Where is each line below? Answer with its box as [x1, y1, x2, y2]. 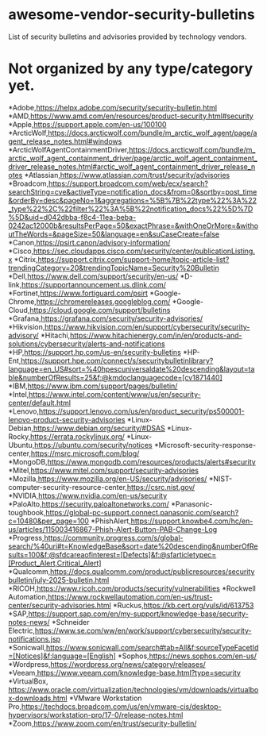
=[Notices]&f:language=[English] [8, 651, 117, 661]
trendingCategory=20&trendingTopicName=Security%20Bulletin [8, 263, 220, 272]
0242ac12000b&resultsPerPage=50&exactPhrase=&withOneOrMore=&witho [8, 221, 259, 230]
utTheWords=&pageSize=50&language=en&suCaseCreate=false [8, 229, 220, 239]
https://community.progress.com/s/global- [44, 533, 184, 542]
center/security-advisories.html [8, 600, 111, 610]
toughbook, [8, 507, 46, 517]
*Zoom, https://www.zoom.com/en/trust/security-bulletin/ [8, 719, 197, 728]
